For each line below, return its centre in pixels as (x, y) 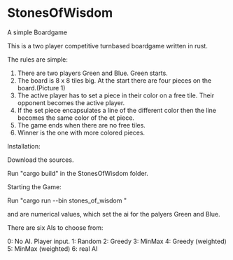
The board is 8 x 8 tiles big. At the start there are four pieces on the (114, 80)
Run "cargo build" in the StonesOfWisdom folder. (78, 173)
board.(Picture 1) (41, 88)
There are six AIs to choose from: (55, 227)
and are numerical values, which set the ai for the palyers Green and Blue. (114, 214)
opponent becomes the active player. (71, 102)
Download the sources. (41, 160)
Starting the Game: (34, 186)
